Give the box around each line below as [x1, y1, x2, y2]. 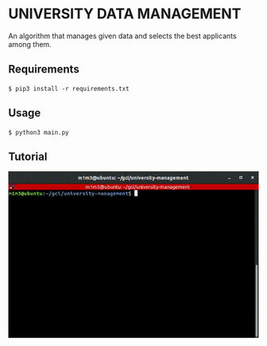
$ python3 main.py [8, 128, 69, 136]
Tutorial [8, 150, 48, 163]
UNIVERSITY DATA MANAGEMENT [8, 5, 242, 23]
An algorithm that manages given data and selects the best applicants [8, 31, 237, 41]
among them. [8, 39, 52, 49]
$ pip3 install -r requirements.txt [8, 84, 130, 92]
